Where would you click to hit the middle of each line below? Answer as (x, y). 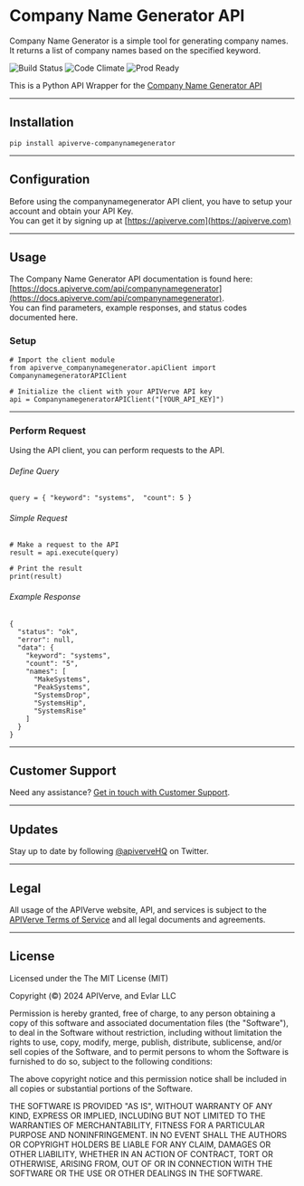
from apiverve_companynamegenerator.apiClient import (113, 367)
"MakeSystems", (62, 679)
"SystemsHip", (60, 703)
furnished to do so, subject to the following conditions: (111, 1061)
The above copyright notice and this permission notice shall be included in (148, 1078)
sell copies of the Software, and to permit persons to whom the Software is (149, 1051)
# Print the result (46, 569)
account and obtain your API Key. (71, 211)
